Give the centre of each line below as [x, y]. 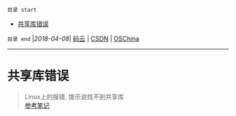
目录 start [22, 10]
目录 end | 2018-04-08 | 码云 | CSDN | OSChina [73, 38]
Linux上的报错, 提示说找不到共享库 [74, 96]
